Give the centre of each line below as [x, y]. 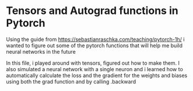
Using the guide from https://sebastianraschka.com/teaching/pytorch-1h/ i [95, 39]
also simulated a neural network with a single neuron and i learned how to [95, 69]
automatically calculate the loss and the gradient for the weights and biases [97, 75]
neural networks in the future [41, 51]
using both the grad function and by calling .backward [71, 81]
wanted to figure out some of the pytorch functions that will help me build [94, 45]
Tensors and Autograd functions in [92, 11]
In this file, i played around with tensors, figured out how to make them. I [93, 63]
